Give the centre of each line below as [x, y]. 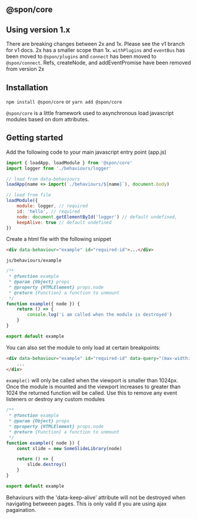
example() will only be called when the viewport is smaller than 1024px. [92, 381]
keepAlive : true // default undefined [64, 222]
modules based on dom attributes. [48, 120]
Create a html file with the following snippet [59, 239]
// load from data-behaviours [43, 179]
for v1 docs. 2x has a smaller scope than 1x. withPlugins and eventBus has [96, 50]
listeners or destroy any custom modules [55, 399]
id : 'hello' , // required [49, 211]
